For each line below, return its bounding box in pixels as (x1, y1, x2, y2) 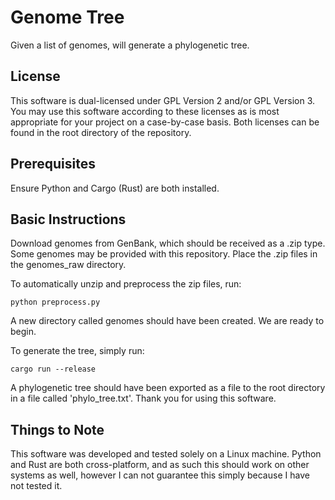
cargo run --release (10, 364, 97, 375)
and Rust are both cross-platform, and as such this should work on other (10, 459, 310, 471)
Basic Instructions (10, 211, 127, 228)
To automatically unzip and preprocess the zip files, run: (10, 278, 242, 290)
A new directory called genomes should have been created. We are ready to (10, 315, 325, 327)
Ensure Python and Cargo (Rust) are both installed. (10, 182, 220, 194)
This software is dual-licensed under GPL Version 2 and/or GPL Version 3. (10, 94, 315, 106)
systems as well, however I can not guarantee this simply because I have (10, 469, 310, 481)
